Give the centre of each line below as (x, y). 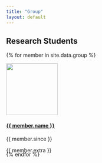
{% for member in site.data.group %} (51, 55)
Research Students (42, 41)
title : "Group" (25, 12)
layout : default (26, 17)
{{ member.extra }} (29, 150)
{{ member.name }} (30, 125)
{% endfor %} (23, 155)
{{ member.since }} (29, 139)
